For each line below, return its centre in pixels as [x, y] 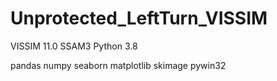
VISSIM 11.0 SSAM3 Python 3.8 [74, 46]
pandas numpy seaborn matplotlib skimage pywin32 [118, 65]
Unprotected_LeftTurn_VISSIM [139, 18]
